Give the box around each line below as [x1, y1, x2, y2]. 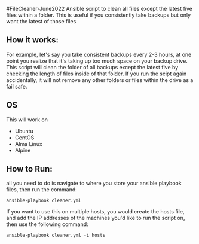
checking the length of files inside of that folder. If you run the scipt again [6, 70, 187, 77]
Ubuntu [14, 127, 34, 135]
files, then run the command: [6, 186, 78, 193]
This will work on [6, 116, 48, 123]
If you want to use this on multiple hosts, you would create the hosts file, [6, 208, 185, 215]
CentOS [14, 134, 35, 141]
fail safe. [6, 83, 27, 90]
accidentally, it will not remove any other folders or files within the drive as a [6, 76, 194, 83]
